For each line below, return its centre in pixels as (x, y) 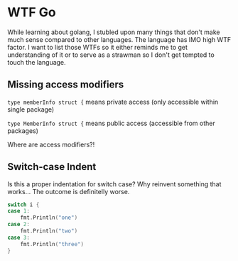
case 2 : (19, 225)
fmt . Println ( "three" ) (52, 244)
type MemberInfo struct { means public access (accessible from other (111, 123)
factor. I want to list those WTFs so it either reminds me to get (98, 47)
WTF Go (32, 12)
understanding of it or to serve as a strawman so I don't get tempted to (111, 55)
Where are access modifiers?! (51, 144)
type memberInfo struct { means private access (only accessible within (113, 102)
